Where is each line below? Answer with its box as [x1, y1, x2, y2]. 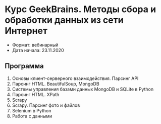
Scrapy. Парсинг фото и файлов [12, 102, 80, 108]
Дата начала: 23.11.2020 [12, 47, 64, 53]
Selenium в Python [12, 107, 51, 113]
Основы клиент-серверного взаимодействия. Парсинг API [12, 75, 139, 81]
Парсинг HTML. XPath [12, 91, 60, 97]
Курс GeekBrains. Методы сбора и [5, 4, 156, 15]
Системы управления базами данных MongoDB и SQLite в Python [12, 86, 154, 92]
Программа [5, 62, 44, 70]
